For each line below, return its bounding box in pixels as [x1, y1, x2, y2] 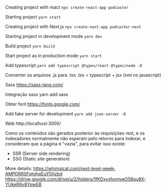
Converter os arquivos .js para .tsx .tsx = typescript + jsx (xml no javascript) [5, 72, 161, 78]
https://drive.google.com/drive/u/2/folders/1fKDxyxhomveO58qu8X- [5, 176, 146, 182]
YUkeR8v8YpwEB [5, 181, 41, 187]
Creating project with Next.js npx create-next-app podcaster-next [5, 23, 141, 29]
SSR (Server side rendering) [12, 150, 70, 156]
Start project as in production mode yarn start [5, 52, 102, 58]
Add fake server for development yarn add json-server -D [5, 111, 126, 116]
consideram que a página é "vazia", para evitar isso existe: [5, 141, 126, 146]
